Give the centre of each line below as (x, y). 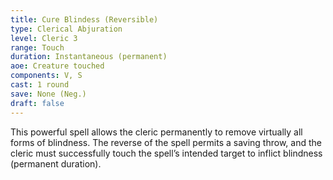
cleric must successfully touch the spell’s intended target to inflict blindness (166, 153)
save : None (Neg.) (48, 94)
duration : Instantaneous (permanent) (89, 57)
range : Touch (37, 47)
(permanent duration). (56, 163)
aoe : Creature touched (57, 66)
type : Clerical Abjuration (66, 29)
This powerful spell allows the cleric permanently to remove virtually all (156, 132)
